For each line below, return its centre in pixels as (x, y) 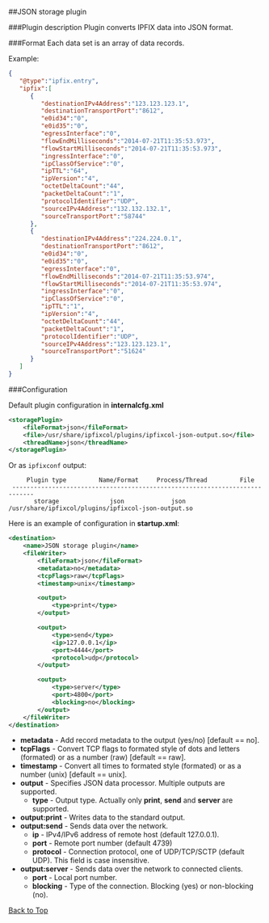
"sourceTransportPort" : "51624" (94, 352)
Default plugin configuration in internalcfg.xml (86, 405)
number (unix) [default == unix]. (74, 774)
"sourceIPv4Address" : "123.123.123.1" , (106, 344)
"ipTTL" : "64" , (65, 171)
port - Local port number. (75, 878)
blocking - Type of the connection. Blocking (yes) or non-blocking (143, 886)
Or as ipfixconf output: (48, 466)
